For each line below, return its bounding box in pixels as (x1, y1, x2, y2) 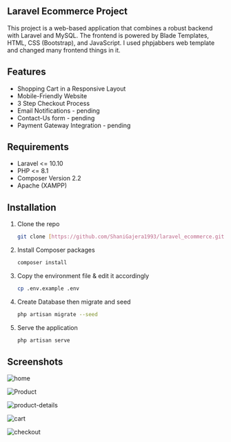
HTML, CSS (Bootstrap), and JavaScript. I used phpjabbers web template (7, 38, 215, 47)
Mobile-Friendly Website (17, 91, 88, 100)
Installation (7, 201, 57, 213)
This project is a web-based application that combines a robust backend (7, 24, 213, 32)
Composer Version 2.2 (17, 174, 81, 183)
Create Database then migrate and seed (17, 297, 131, 306)
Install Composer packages (17, 246, 95, 255)
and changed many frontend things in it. (7, 46, 121, 54)
